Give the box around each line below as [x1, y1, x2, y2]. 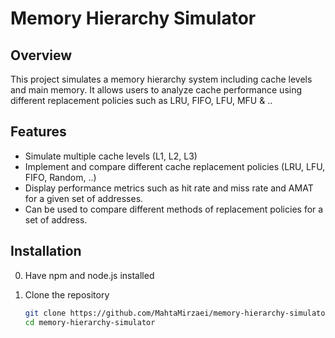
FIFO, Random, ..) [24, 171, 97, 183]
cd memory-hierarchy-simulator [24, 317, 156, 327]
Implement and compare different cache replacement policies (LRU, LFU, [24, 160, 326, 172]
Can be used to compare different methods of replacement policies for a [24, 203, 324, 215]
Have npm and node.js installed [24, 269, 155, 281]
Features [10, 123, 67, 141]
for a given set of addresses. [24, 192, 144, 204]
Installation [10, 243, 82, 260]
